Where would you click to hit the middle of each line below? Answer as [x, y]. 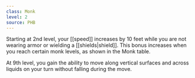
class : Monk [21, 11]
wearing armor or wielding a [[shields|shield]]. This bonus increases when [97, 45]
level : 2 [17, 17]
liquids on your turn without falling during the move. [69, 69]
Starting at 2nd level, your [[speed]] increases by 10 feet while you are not [96, 39]
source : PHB [21, 22]
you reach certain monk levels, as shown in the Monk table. [78, 52]
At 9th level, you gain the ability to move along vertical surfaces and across [97, 63]
